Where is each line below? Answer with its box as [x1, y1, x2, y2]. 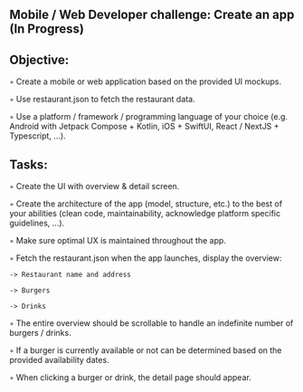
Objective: [9, 52, 70, 67]
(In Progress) [9, 22, 84, 37]
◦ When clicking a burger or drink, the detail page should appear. [9, 372, 251, 383]
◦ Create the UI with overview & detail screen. [9, 181, 180, 192]
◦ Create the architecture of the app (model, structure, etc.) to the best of [9, 198, 283, 209]
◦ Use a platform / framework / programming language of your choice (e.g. [9, 111, 288, 122]
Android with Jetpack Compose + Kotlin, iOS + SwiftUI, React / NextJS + [9, 121, 279, 132]
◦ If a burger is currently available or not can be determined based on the [9, 345, 282, 356]
